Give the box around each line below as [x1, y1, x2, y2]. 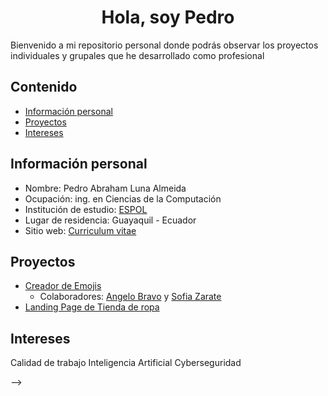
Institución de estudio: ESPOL [24, 203, 148, 215]
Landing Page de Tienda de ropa [24, 301, 160, 313]
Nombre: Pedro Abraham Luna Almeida [24, 182, 187, 194]
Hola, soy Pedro [101, 6, 235, 29]
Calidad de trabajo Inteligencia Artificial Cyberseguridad [10, 357, 242, 369]
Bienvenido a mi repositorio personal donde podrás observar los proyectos [10, 39, 319, 51]
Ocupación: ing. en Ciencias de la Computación [24, 192, 222, 205]
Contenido [10, 79, 78, 96]
